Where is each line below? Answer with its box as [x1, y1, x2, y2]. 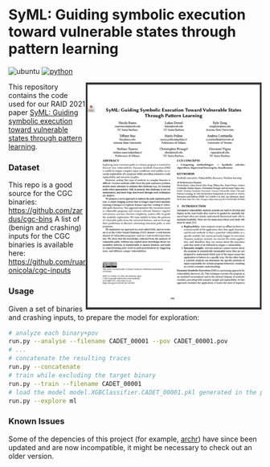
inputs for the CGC [8, 231, 71, 241]
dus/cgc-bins [8, 215, 53, 224]
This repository [8, 82, 59, 92]
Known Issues [8, 416, 65, 427]
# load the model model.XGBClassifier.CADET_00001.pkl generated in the [8, 388, 257, 396]
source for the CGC [8, 189, 73, 199]
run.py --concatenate [8, 363, 81, 371]
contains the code [8, 90, 68, 100]
